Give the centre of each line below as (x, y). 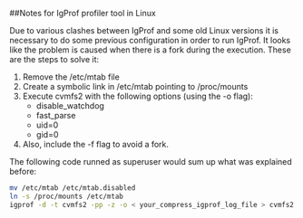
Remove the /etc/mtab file (71, 77)
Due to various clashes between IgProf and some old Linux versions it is (144, 30)
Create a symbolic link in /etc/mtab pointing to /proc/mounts (135, 86)
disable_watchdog (70, 106)
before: (23, 171)
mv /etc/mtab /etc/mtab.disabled (73, 188)
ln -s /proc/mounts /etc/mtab (67, 196)
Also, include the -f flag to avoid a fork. (96, 144)
